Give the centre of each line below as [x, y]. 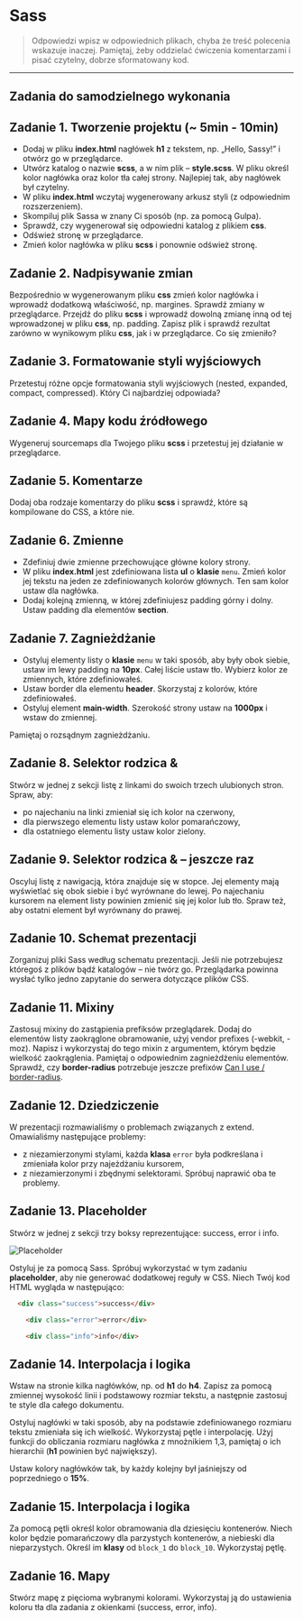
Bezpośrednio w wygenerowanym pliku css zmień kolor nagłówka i [134, 295]
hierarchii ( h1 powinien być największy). [83, 1452]
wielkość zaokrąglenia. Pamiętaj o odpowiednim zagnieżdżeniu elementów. [149, 1058]
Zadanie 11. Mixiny [62, 1007]
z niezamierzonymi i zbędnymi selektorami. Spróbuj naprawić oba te [149, 1174]
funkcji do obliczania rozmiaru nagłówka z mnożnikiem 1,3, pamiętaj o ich [145, 1442]
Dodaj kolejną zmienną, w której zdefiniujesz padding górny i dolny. [147, 600]
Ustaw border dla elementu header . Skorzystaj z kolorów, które [140, 689]
